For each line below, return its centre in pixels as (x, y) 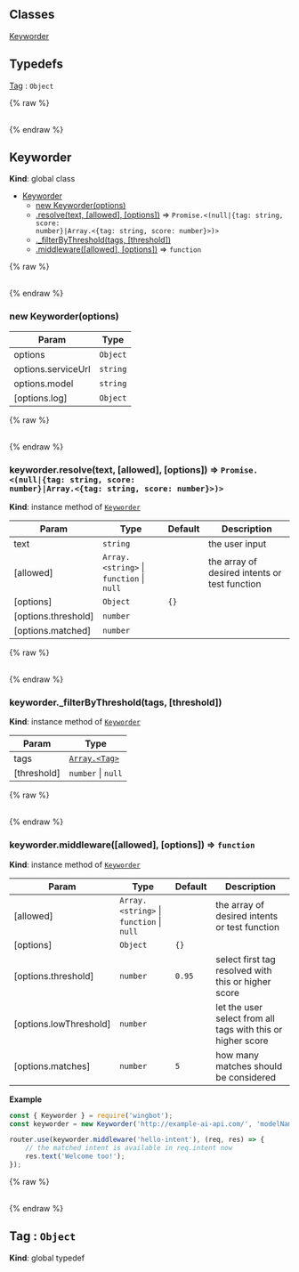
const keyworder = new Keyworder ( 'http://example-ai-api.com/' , (131, 1124)
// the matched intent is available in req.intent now (129, 1148)
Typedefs (36, 65)
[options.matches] (52, 1065)
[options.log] (41, 398)
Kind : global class (42, 179)
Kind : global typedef (47, 1258)
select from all (246, 1018)
